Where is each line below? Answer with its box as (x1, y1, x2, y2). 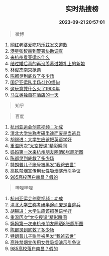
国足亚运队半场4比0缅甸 (10, 79, 60, 85)
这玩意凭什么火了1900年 (10, 85, 60, 91)
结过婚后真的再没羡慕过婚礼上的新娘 (10, 60, 85, 66)
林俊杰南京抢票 (10, 67, 41, 73)
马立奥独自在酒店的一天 (10, 92, 59, 98)
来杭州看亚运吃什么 (10, 54, 50, 60)
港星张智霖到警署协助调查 (10, 48, 63, 54)
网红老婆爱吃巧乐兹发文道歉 (10, 42, 68, 48)
